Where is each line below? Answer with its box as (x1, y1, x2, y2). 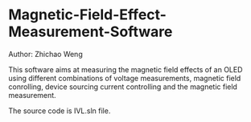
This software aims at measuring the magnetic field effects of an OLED (8, 64, 243, 74)
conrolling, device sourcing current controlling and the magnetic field (8, 82, 237, 91)
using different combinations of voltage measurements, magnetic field (8, 73, 241, 83)
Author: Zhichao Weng (8, 49, 83, 59)
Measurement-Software (8, 22, 173, 41)
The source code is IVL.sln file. (8, 106, 111, 116)
